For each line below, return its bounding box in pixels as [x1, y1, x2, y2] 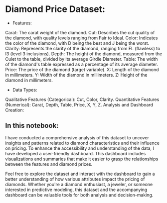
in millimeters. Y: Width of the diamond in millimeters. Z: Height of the [5, 72, 148, 78]
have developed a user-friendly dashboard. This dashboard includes [5, 150, 146, 156]
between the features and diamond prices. [5, 161, 93, 167]
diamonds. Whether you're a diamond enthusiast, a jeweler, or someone [5, 181, 153, 187]
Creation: [5, 107, 24, 113]
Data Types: [12, 87, 37, 93]
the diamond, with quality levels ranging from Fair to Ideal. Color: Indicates [5, 35, 158, 41]
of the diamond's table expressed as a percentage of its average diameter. [5, 61, 159, 67]
